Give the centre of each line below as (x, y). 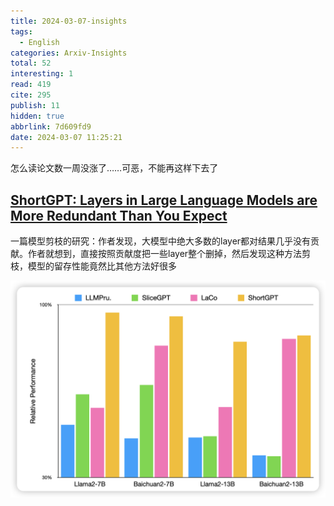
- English (39, 42)
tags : (21, 31)
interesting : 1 (42, 74)
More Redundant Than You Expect (119, 215)
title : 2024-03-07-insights (69, 21)
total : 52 (31, 63)
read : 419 (31, 85)
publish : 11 (35, 105)
